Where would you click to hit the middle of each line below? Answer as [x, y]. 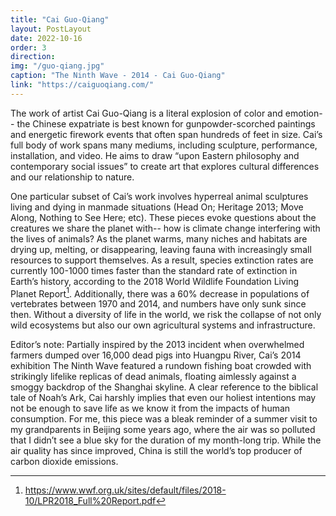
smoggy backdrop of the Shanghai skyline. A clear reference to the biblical [164, 387]
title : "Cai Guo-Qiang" [60, 19]
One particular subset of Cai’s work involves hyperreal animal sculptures [159, 196]
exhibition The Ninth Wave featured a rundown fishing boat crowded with [161, 366]
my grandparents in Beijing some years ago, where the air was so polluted [163, 430]
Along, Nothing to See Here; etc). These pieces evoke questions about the [163, 217]
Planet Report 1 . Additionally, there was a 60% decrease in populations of [160, 293]
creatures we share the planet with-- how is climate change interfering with [165, 228]
